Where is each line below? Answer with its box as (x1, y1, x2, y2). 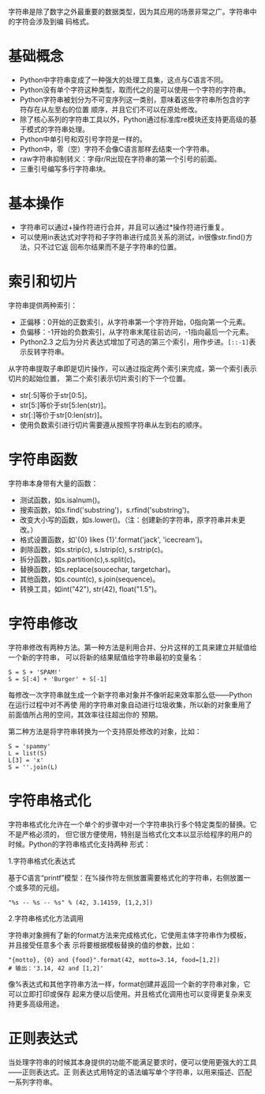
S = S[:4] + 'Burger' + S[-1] (8, 675, 108, 683)
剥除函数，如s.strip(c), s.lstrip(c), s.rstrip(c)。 (19, 544, 168, 554)
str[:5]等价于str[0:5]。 (19, 390, 92, 399)
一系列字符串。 (8, 1077, 57, 1086)
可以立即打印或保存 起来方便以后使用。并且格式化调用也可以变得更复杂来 (8, 989, 245, 998)
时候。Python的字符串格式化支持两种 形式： (8, 839, 151, 849)
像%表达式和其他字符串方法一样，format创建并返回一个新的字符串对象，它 (8, 979, 251, 989)
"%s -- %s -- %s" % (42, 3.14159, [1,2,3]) (8, 899, 154, 907)
